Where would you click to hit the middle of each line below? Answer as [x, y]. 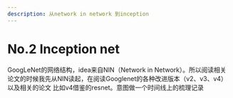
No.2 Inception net [63, 49]
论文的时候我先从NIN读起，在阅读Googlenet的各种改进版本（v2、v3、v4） [118, 78]
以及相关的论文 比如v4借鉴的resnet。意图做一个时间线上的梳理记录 [106, 87]
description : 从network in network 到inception [78, 14]
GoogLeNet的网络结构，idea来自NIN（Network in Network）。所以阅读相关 [117, 70]
